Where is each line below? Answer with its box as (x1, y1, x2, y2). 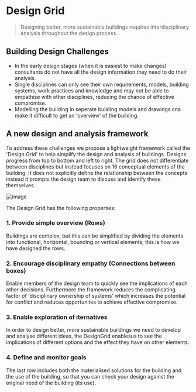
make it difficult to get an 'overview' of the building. (14, 112, 139, 119)
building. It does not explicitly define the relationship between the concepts (6, 169, 188, 176)
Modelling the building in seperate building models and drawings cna (14, 105, 181, 112)
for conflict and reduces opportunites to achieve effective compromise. (6, 298, 178, 305)
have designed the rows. (6, 245, 66, 252)
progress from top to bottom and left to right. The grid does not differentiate (6, 157, 189, 164)
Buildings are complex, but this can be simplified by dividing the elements (6, 232, 184, 239)
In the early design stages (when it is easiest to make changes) (14, 62, 167, 69)
